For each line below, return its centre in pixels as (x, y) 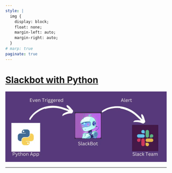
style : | (15, 11)
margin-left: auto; (35, 33)
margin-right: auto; (36, 38)
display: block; (32, 21)
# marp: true (19, 49)
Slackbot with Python (52, 80)
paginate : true (21, 54)
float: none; (28, 27)
